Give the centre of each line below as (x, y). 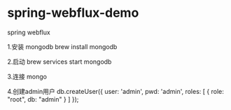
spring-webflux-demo (73, 13)
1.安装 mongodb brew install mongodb (62, 46)
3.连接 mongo (27, 76)
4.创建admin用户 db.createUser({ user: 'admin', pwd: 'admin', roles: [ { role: (115, 91)
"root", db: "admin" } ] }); (43, 99)
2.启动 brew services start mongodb (59, 62)
